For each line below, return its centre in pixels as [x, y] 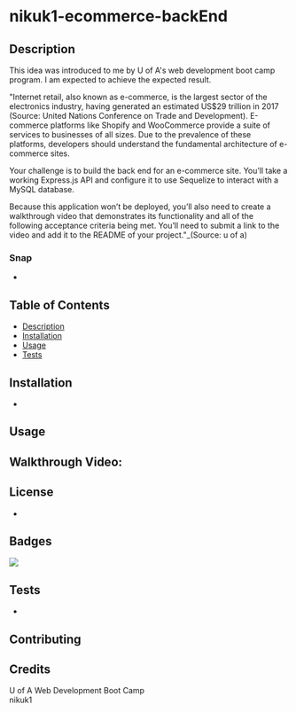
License [31, 493]
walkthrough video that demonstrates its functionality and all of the [132, 216]
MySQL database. [42, 189]
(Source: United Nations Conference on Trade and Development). [129, 116]
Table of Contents [60, 305]
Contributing [45, 639]
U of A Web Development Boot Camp [77, 691]
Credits [30, 669]
